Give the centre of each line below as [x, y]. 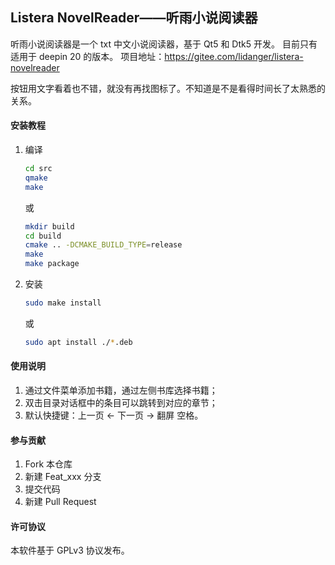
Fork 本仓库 [48, 464]
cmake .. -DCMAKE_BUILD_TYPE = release [103, 245]
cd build [43, 236]
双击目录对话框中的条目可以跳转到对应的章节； [121, 402]
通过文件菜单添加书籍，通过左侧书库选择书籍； [121, 390]
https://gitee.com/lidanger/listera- [234, 56]
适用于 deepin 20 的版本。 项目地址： [87, 56]
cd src [38, 169]
